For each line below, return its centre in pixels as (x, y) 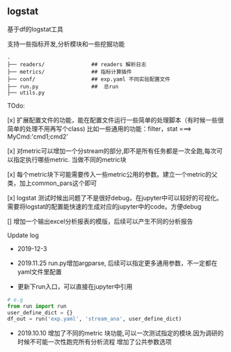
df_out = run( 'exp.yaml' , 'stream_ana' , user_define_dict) (95, 319)
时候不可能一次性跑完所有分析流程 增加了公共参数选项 (94, 342)
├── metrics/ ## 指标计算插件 (70, 72)
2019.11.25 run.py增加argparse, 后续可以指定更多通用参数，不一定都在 (117, 263)
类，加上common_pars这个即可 (52, 183)
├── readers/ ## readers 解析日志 (77, 64)
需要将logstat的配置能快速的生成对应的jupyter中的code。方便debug (104, 206)
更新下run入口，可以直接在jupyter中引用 (75, 286)
